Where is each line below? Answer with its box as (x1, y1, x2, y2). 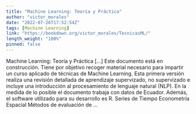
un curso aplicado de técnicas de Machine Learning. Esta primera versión (6, 70, 184, 77)
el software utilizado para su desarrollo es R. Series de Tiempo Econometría (6, 95, 190, 102)
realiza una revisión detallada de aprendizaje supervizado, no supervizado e (6, 76, 191, 83)
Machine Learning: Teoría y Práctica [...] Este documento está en (6, 57, 163, 65)
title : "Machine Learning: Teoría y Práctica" (6, 8, 122, 15)
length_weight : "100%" (6, 36, 62, 42)
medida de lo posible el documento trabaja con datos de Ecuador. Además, (6, 89, 188, 96)
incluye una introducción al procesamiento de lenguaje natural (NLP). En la (6, 82, 187, 89)
